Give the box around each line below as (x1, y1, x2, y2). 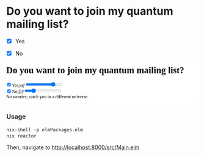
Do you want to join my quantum (6, 4, 173, 18)
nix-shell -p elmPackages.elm (6, 127, 84, 133)
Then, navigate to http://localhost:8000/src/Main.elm (6, 144, 140, 151)
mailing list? (6, 17, 69, 31)
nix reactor (6, 133, 37, 139)
